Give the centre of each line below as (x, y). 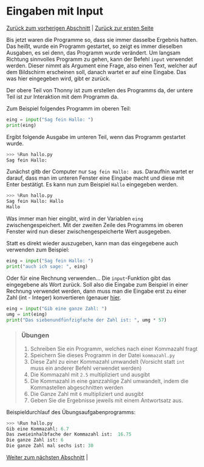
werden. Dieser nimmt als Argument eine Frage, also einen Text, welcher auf (102, 66)
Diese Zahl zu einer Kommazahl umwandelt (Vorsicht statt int (107, 361)
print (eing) (21, 125)
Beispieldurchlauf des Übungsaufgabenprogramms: (71, 412)
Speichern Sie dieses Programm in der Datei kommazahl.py (103, 355)
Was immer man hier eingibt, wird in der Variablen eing (75, 219)
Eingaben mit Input (55, 11)
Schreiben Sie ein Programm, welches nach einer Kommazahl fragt (114, 349)
